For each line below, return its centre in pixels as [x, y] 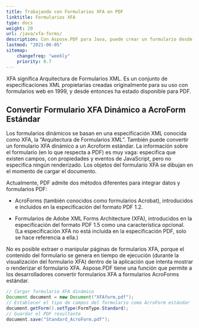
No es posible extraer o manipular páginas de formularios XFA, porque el [95, 249]
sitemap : [17, 51]
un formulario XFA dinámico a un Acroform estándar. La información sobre [97, 146]
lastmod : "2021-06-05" [34, 45]
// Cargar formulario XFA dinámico [50, 292]
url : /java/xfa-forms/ [34, 34]
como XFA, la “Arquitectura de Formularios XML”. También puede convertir [97, 140]
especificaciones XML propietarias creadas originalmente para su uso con [97, 85]
